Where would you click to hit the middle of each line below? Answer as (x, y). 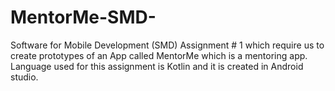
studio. (24, 77)
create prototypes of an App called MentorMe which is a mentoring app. (159, 55)
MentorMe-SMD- (83, 17)
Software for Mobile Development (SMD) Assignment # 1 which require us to (167, 45)
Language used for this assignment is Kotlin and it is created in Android (157, 66)
